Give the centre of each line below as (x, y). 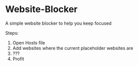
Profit (18, 58)
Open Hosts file (29, 43)
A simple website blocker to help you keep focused (59, 23)
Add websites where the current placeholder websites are (73, 48)
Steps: (12, 33)
